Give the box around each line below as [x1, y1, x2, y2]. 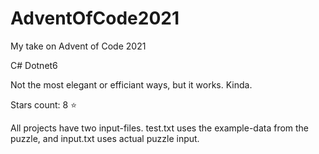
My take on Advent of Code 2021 [10, 40, 147, 52]
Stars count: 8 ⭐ [10, 98, 78, 111]
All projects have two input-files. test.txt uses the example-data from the [10, 122, 310, 134]
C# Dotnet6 [10, 59, 58, 71]
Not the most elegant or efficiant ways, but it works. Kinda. [10, 78, 253, 91]
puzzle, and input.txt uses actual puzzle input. [10, 132, 200, 144]
